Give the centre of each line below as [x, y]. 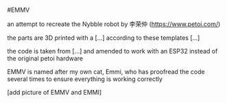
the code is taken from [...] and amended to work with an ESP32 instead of [112, 51]
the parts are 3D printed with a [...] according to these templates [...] [104, 38]
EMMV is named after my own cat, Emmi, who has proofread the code [106, 72]
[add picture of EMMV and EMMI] [55, 92]
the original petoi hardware [45, 58]
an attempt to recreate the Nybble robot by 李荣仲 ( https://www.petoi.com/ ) [114, 24]
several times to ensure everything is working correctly [85, 79]
